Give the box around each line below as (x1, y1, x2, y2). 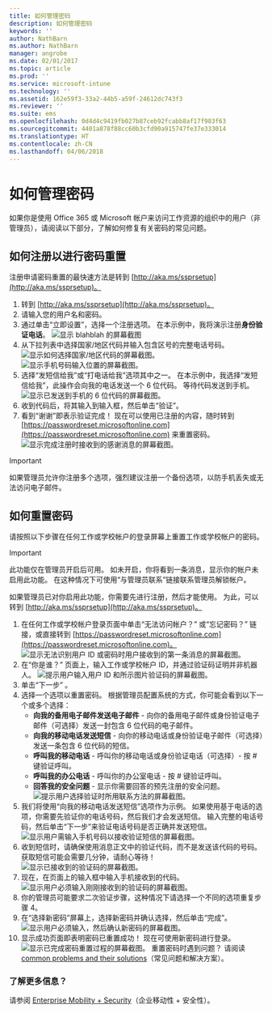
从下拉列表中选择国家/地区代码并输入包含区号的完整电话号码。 (20, 340, 229, 350)
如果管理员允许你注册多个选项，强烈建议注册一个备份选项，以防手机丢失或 (9, 473, 257, 483)
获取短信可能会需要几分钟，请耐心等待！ (20, 852, 156, 862)
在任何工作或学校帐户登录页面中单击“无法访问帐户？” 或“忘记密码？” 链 (20, 619, 257, 628)
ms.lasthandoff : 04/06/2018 (9, 147, 104, 155)
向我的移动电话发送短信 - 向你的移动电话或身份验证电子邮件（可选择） (32, 730, 263, 740)
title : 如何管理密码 (9, 11, 71, 20)
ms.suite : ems (9, 110, 57, 118)
